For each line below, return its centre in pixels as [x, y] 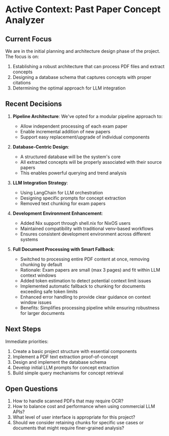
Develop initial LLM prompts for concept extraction [66, 367]
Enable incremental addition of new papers [65, 131]
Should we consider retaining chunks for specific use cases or [78, 423]
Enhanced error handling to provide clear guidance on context [86, 297]
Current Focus [29, 39]
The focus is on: [22, 56]
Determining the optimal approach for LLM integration [69, 88]
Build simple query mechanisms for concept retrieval [68, 373]
